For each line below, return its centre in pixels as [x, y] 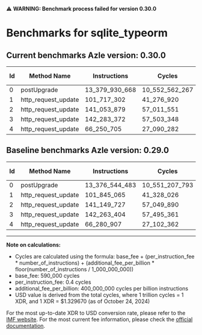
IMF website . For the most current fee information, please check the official [99, 319]
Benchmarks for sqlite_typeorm [87, 33]
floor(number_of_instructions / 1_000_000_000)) [74, 269]
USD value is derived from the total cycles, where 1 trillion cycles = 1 [99, 295]
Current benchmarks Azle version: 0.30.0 [86, 55]
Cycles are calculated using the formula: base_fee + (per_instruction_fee [105, 256]
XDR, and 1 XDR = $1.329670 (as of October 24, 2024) [82, 301]
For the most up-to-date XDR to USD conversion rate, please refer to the [96, 313]
